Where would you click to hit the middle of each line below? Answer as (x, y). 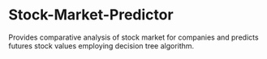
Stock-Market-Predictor (91, 15)
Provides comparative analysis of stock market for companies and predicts (133, 37)
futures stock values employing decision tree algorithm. (101, 45)
